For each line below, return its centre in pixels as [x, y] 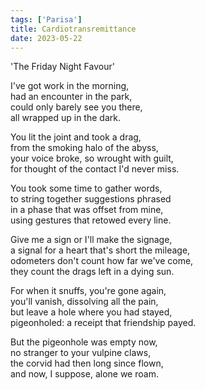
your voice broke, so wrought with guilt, [92, 158]
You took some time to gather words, [86, 188]
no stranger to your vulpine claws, [81, 353]
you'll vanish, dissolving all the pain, [84, 302]
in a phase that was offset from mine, [87, 210]
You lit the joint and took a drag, [76, 137]
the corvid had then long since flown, [87, 363]
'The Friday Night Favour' [62, 67]
